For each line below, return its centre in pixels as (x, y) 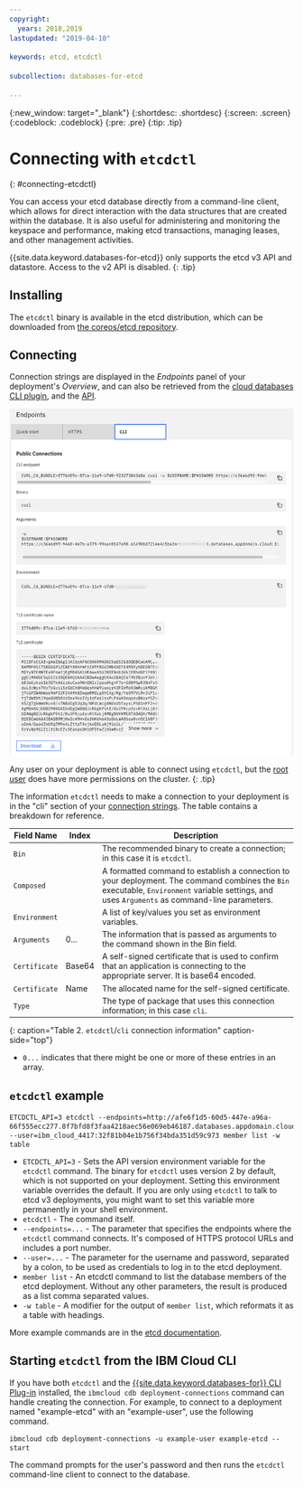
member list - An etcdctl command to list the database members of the (154, 1277)
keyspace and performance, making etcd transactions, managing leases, (145, 230)
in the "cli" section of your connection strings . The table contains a (133, 805)
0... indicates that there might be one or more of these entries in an (149, 1058)
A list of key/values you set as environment (182, 912)
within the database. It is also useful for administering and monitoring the (145, 221)
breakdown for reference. (57, 815)
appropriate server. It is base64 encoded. (179, 975)
